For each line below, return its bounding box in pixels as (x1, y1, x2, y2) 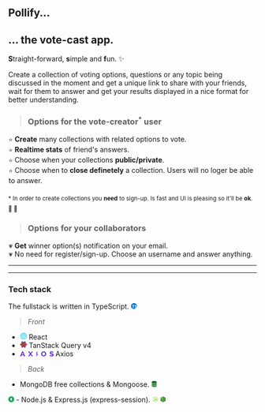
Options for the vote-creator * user (27, 114, 162, 127)
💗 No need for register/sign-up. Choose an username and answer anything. (8, 249, 253, 259)
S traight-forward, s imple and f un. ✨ (8, 54, 125, 64)
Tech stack (8, 283, 51, 294)
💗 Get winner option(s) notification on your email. (8, 241, 168, 250)
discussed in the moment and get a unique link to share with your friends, (8, 78, 247, 88)
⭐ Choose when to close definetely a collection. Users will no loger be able (8, 165, 254, 174)
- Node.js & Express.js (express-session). (15, 395, 151, 405)
